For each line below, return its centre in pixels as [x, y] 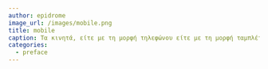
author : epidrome [37, 15]
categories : [28, 45]
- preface [32, 52]
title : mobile [32, 30]
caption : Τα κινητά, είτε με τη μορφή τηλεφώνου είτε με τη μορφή [121, 38]
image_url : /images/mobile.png [60, 23]
